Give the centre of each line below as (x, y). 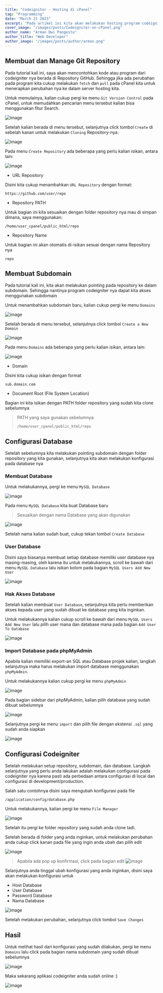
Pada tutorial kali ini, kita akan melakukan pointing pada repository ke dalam (81, 285)
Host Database (27, 885)
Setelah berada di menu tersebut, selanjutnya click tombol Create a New (77, 324)
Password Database (32, 896)
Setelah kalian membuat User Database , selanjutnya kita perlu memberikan (79, 604)
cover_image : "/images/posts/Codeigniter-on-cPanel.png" (64, 28)
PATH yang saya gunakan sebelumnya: (56, 418)
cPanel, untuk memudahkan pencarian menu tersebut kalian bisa (70, 103)
